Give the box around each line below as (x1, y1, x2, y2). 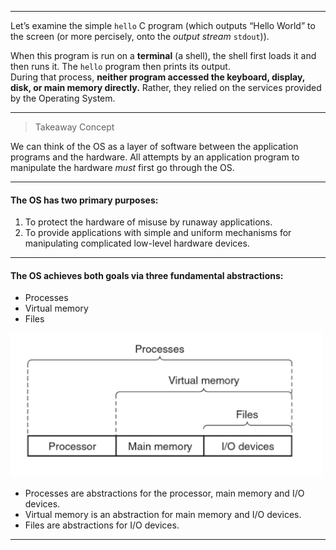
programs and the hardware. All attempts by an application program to (10, 151, 300, 163)
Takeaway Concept (34, 121, 115, 133)
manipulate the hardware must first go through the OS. (10, 162, 235, 173)
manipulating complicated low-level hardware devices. (24, 237, 250, 250)
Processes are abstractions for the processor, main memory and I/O (24, 487, 305, 500)
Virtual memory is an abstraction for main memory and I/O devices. (24, 509, 302, 521)
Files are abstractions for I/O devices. (24, 519, 180, 531)
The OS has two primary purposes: (10, 194, 159, 206)
